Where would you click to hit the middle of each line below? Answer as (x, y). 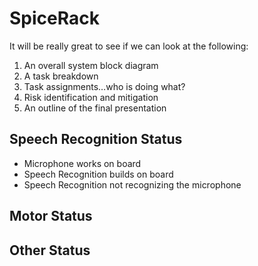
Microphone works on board (82, 163)
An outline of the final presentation (95, 108)
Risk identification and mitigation (91, 97)
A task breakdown (61, 76)
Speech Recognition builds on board (98, 174)
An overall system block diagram (91, 65)
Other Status (50, 250)
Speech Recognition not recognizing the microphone (132, 184)
